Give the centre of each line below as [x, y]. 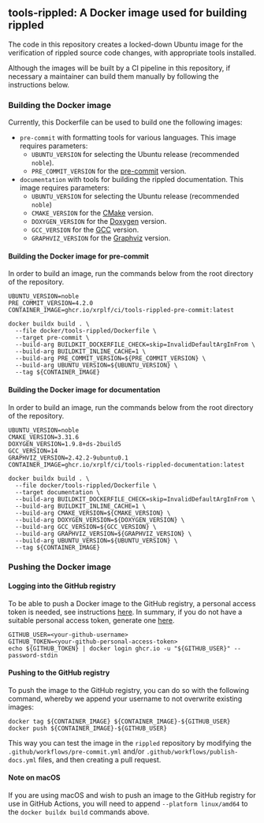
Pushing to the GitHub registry [59, 672]
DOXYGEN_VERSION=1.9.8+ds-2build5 [65, 444]
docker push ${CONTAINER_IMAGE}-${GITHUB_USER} [88, 728]
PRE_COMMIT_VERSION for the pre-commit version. [109, 171]
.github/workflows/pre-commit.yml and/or [76, 751]
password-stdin [33, 655]
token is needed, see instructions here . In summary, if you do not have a [125, 612]
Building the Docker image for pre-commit [79, 256]
